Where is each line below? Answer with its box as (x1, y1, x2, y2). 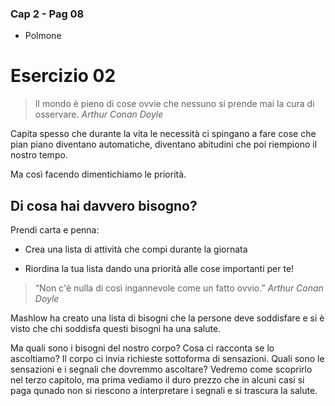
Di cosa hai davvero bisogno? (10, 197, 198, 214)
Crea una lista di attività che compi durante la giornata (24, 243, 248, 256)
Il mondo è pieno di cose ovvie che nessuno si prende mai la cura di (34, 98, 315, 110)
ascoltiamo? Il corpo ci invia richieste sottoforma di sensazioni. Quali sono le (10, 353, 325, 365)
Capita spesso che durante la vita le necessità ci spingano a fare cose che (10, 128, 317, 140)
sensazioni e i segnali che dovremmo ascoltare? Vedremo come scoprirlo (10, 363, 313, 376)
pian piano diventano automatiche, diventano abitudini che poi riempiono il (10, 138, 318, 151)
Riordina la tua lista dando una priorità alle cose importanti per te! (24, 263, 295, 275)
